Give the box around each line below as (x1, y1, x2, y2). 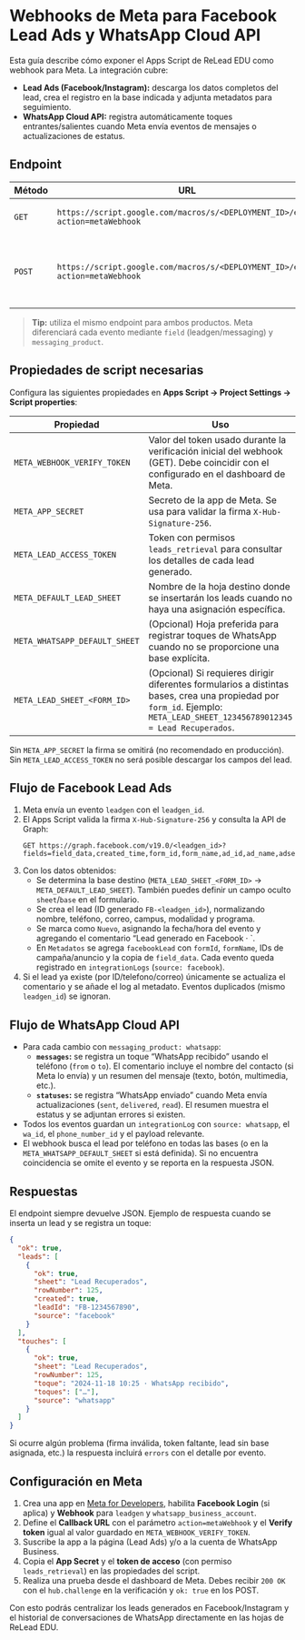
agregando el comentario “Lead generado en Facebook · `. (35, 933, 256, 944)
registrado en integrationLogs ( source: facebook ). (35, 961, 225, 973)
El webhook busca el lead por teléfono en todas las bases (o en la (22, 1138, 269, 1149)
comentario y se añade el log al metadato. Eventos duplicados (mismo (22, 981, 286, 992)
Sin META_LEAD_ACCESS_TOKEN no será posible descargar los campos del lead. (9, 754, 292, 765)
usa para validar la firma (148, 505, 251, 518)
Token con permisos (148, 531, 236, 544)
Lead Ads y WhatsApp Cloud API (9, 25, 261, 45)
